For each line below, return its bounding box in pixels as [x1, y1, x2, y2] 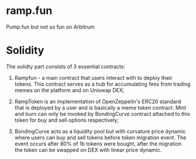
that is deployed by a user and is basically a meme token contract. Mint [14, 104, 187, 111]
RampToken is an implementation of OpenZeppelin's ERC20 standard [14, 98, 181, 105]
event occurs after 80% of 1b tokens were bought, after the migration [14, 140, 182, 147]
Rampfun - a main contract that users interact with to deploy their [14, 74, 173, 81]
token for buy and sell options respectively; [14, 116, 119, 123]
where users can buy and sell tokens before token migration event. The [14, 134, 187, 141]
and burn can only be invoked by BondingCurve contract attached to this [14, 110, 190, 117]
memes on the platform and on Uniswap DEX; [14, 86, 125, 94]
